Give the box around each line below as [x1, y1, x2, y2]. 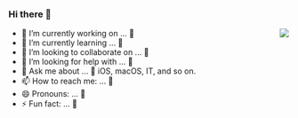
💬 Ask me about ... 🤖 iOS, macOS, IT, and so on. [20, 66, 197, 76]
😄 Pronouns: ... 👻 [20, 89, 86, 99]
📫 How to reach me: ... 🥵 [20, 75, 114, 87]
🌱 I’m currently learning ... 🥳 [20, 37, 124, 48]
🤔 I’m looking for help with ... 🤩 [20, 57, 133, 67]
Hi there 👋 [8, 8, 52, 20]
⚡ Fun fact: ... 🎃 [20, 98, 77, 109]
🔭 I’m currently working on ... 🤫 [20, 28, 135, 39]
